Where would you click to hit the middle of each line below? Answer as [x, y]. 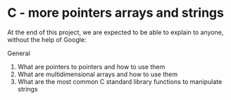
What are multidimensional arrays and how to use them [98, 74]
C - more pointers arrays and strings [115, 13]
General [19, 53]
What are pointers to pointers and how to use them [91, 66]
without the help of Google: [47, 39]
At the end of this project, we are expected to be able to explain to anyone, [115, 32]
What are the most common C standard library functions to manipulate [120, 81]
